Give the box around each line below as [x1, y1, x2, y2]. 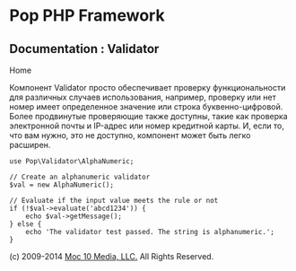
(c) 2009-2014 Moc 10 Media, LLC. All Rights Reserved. [9, 251, 214, 261]
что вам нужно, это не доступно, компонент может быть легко [9, 130, 251, 140]
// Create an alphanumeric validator [9, 172, 151, 181]
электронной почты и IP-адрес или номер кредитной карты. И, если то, [9, 120, 284, 131]
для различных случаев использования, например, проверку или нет [9, 92, 276, 102]
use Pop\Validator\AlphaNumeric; [9, 157, 135, 166]
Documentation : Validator [9, 41, 160, 57]
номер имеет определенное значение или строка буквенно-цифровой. [9, 101, 283, 112]
